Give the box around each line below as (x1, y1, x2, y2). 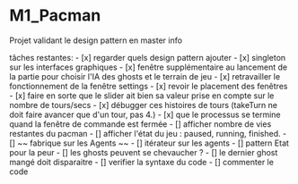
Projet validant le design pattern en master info (9, 35, 182, 46)
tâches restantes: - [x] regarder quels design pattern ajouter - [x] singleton (9, 52, 286, 63)
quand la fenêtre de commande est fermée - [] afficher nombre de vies (9, 118, 272, 130)
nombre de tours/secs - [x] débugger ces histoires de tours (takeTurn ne (9, 99, 278, 110)
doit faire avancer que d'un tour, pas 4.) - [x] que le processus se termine (9, 109, 281, 120)
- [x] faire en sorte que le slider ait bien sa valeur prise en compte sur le (9, 90, 275, 101)
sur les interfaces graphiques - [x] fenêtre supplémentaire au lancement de (9, 62, 288, 72)
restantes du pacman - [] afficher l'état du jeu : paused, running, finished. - (9, 128, 287, 138)
